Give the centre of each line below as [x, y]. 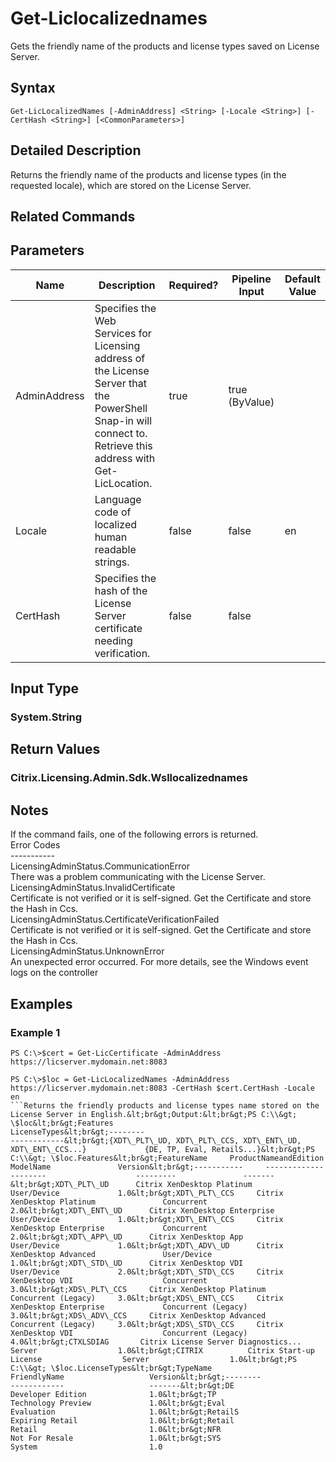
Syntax [33, 88]
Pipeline [251, 279]
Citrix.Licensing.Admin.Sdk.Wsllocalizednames [129, 778]
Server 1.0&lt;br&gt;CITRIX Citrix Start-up [162, 1350]
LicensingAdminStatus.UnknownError [87, 951]
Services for [123, 333]
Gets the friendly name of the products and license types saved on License [165, 46]
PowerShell [121, 408]
